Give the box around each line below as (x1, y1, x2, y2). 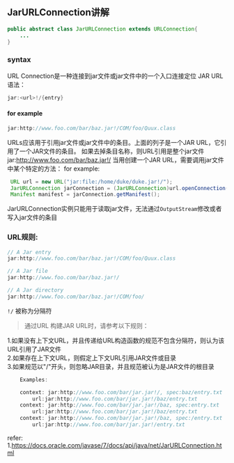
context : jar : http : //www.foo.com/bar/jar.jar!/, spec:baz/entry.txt (19, 389, 223, 395)
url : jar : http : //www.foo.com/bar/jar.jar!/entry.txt (32, 421, 186, 428)
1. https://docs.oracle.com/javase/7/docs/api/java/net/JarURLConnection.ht (7, 441, 222, 449)
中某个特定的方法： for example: (7, 164, 100, 173)
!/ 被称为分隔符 (7, 306, 52, 315)
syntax (7, 55, 31, 65)
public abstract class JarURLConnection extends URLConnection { (7, 25, 198, 33)
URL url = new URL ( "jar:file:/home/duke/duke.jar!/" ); (10, 178, 173, 185)
